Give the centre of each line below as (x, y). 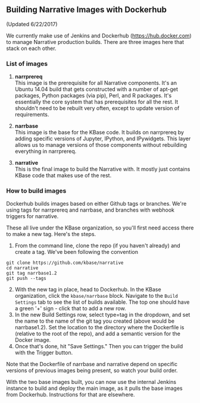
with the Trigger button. (44, 352)
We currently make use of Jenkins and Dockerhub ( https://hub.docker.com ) (99, 36)
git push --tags (26, 279)
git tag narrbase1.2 (32, 273)
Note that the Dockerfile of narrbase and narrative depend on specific (92, 364)
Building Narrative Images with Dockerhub (87, 10)
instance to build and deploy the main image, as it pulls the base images (94, 388)
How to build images (36, 191)
